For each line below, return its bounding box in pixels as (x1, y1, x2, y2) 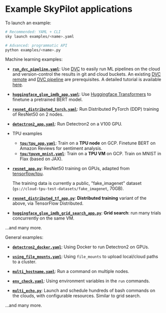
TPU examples (12, 131, 43, 136)
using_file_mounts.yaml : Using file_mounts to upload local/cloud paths (12, 254, 159, 260)
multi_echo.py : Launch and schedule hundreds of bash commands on (12, 288, 156, 294)
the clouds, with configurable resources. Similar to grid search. (12, 293, 141, 299)
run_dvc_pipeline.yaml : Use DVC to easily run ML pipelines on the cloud (12, 66, 160, 72)
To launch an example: (5, 20, 52, 26)
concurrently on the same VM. (12, 215, 75, 221)
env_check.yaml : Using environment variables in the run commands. (12, 278, 150, 284)
